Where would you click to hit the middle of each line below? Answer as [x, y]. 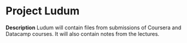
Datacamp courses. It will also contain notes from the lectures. [82, 33]
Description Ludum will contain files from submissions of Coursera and [93, 27]
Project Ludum [43, 11]
